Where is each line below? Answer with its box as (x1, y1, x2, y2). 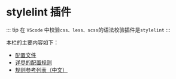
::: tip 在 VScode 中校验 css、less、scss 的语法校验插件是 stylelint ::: (6, 26, 171, 33)
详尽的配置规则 (14, 59, 52, 66)
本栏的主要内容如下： (6, 39, 59, 46)
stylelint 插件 (6, 5, 72, 19)
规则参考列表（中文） (14, 66, 68, 73)
